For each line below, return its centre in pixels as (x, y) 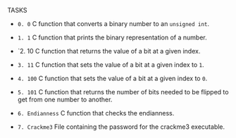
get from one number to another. (65, 99)
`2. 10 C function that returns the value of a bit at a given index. (109, 51)
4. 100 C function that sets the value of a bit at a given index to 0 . (112, 78)
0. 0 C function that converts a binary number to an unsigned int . (113, 24)
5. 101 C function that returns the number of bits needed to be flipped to (123, 92)
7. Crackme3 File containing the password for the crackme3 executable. (121, 127)
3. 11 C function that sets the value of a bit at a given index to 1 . (111, 65)
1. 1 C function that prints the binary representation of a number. (112, 37)
